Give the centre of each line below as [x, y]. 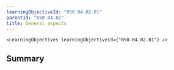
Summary [25, 58]
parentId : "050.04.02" [35, 18]
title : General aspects [37, 23]
